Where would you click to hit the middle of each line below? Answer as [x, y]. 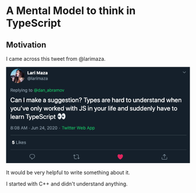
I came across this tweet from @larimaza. [56, 59]
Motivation [26, 45]
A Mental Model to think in [71, 11]
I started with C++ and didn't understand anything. [67, 184]
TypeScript [34, 23]
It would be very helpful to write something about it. [68, 173]
